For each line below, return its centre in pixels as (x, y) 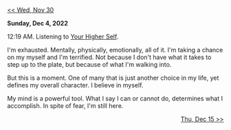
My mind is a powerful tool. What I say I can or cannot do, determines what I (115, 98)
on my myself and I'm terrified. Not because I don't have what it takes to (109, 57)
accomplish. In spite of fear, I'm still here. (65, 106)
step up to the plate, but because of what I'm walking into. (89, 64)
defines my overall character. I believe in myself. (75, 85)
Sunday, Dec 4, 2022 (38, 23)
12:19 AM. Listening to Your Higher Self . (63, 36)
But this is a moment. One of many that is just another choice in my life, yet (113, 78)
